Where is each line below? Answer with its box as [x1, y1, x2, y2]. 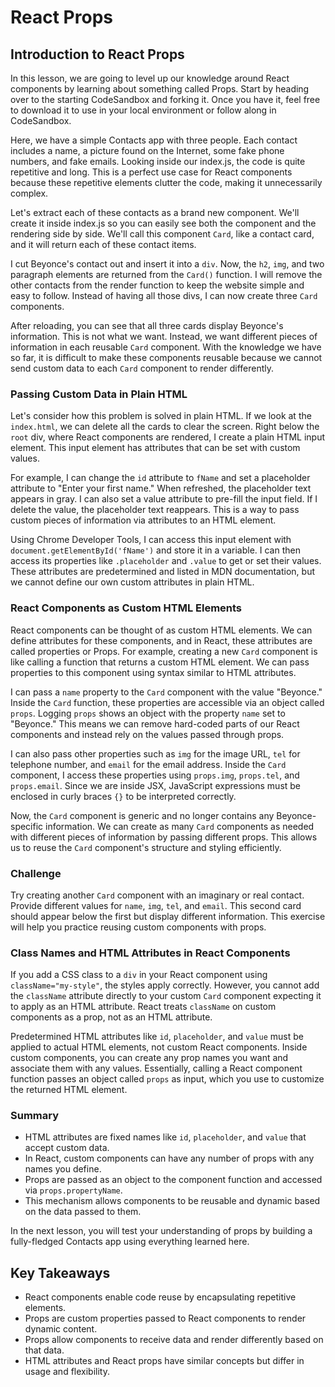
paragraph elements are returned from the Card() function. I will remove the [10, 269, 323, 280]
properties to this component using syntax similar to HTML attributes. [10, 666, 297, 678]
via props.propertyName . [24, 1184, 123, 1196]
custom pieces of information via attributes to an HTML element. [10, 514, 277, 526]
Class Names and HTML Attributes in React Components [10, 946, 291, 960]
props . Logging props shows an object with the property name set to [10, 707, 286, 719]
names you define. [24, 1163, 102, 1175]
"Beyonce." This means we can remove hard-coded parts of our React [10, 717, 300, 730]
